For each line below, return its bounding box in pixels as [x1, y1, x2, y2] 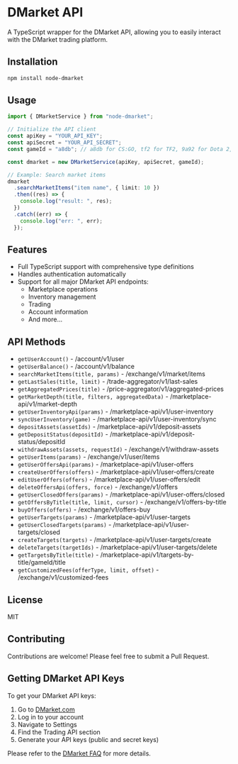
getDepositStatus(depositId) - [17, 430, 108, 438]
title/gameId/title [17, 558, 66, 567]
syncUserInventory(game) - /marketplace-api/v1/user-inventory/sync [17, 415, 217, 423]
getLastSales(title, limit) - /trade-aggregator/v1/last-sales [17, 377, 198, 386]
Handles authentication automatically [17, 270, 126, 279]
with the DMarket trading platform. [7, 35, 108, 43]
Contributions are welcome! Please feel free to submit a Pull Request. [7, 652, 210, 660]
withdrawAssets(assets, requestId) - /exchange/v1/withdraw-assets [17, 445, 220, 454]
